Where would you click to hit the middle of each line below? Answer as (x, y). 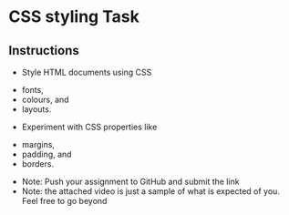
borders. (38, 164)
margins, (38, 144)
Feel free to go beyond (64, 201)
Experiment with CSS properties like (89, 127)
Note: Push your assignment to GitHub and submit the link (130, 181)
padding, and (46, 154)
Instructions (44, 51)
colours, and (45, 99)
